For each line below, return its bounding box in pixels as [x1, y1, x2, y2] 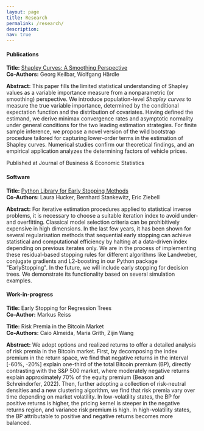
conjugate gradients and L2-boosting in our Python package [6, 257, 158, 265]
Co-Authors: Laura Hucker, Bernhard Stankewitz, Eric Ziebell [6, 193, 160, 201]
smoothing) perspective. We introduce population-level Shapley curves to [6, 95, 192, 103]
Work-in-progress [6, 291, 54, 298]
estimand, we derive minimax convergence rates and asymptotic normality [6, 115, 194, 122]
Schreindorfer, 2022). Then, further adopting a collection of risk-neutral [6, 380, 186, 387]
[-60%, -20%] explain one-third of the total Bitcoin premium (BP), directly [6, 360, 191, 367]
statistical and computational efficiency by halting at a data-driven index [6, 238, 188, 245]
